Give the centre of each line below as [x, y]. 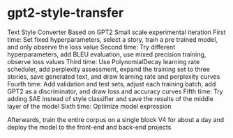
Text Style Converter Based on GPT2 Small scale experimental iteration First [116, 32]
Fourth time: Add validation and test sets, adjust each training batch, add [112, 84]
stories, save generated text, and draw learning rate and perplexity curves [114, 76]
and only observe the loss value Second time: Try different [91, 47]
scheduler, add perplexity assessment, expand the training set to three [109, 69]
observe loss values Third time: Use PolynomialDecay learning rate [104, 61]
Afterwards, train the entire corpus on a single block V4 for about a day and [116, 119]
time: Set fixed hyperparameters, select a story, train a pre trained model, [113, 39]
